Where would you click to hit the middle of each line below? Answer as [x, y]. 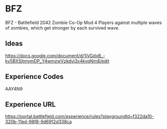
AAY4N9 [14, 88]
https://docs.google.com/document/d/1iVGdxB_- [55, 55]
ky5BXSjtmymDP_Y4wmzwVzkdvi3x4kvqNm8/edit [57, 61]
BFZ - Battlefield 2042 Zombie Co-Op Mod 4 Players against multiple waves [83, 22]
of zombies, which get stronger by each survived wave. [62, 27]
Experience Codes [34, 77]
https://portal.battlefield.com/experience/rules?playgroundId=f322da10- [79, 116]
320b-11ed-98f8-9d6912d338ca [38, 122]
